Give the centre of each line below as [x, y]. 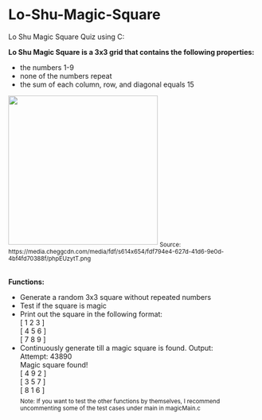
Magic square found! [54, 364]
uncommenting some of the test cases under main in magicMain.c [110, 408]
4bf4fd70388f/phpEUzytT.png [50, 259]
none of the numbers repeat [66, 76]
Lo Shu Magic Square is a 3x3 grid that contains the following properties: [131, 52]
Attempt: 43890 [46, 356]
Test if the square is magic [63, 305]
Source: [170, 244]
